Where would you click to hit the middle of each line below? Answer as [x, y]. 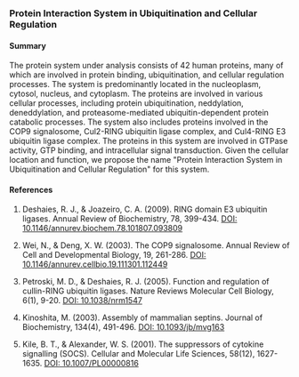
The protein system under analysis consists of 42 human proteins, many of [146, 66]
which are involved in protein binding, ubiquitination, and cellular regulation [147, 75]
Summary [28, 45]
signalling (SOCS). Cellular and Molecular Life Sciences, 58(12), [138, 354]
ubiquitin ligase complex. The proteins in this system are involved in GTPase [149, 141]
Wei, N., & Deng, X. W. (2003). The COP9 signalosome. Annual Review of [156, 245]
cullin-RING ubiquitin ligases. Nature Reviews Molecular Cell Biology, [148, 291]
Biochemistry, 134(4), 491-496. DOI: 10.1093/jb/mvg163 [123, 327]
